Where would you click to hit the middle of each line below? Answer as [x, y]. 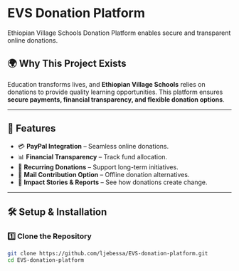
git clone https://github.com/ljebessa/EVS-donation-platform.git [108, 254]
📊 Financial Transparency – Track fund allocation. [92, 156]
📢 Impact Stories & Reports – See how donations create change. [112, 182]
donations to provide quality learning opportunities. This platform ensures [115, 92]
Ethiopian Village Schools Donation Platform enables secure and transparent [119, 33]
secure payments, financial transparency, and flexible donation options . [116, 99]
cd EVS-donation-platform [46, 260]
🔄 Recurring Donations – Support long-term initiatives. [98, 167]
